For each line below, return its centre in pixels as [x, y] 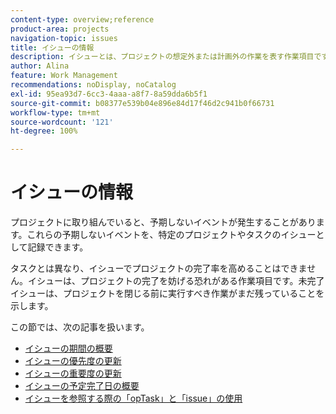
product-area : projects [60, 29]
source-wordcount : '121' [62, 122]
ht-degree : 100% [44, 131]
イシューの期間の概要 [68, 348]
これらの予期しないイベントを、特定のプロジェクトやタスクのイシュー [171, 235]
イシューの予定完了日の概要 [82, 386]
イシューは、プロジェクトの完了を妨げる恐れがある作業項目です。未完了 [176, 281]
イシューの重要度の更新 [73, 373]
